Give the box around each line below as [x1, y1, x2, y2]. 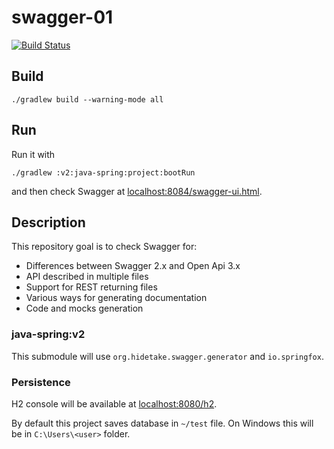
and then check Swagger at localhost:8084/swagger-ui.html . [11, 185, 263, 197]
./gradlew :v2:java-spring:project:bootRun [11, 167, 196, 178]
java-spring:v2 [11, 327, 86, 341]
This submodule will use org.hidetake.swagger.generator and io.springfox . [11, 350, 324, 362]
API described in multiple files [25, 271, 149, 283]
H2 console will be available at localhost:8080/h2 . [11, 397, 218, 410]
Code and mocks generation [25, 302, 144, 315]
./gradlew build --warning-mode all [11, 94, 164, 105]
